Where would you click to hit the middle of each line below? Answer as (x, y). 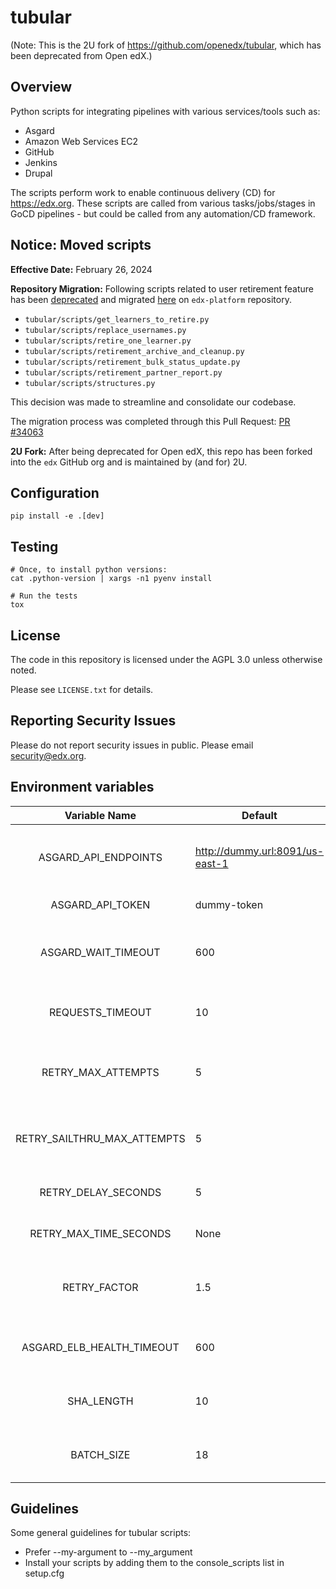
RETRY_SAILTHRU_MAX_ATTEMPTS (100, 1138)
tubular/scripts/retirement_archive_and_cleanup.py (134, 351)
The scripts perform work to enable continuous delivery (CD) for (143, 192)
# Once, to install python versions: (89, 570)
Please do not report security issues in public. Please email (132, 745)
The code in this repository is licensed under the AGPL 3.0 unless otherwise (166, 659)
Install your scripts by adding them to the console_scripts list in (154, 1563)
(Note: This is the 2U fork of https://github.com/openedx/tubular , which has (166, 45)
